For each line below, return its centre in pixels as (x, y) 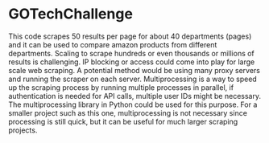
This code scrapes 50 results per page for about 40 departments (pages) (130, 36)
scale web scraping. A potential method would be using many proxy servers (134, 70)
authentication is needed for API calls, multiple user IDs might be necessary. (135, 96)
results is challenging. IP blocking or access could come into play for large (132, 62)
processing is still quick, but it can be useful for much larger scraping (123, 121)
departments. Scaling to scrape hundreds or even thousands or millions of (132, 53)
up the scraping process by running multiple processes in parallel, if (121, 87)
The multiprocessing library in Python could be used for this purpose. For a (133, 104)
